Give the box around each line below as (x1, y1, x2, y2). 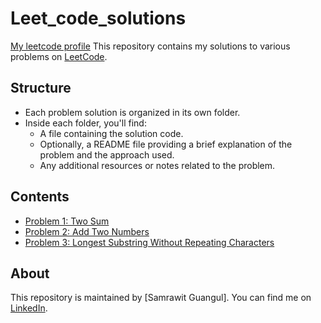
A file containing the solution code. (39, 127, 184, 139)
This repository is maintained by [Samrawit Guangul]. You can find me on (10, 292, 312, 304)
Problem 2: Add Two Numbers (24, 225, 150, 237)
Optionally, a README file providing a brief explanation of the (39, 138, 293, 150)
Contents (10, 188, 70, 206)
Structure (10, 80, 72, 97)
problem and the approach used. (39, 148, 175, 161)
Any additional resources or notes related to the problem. (39, 159, 276, 171)
